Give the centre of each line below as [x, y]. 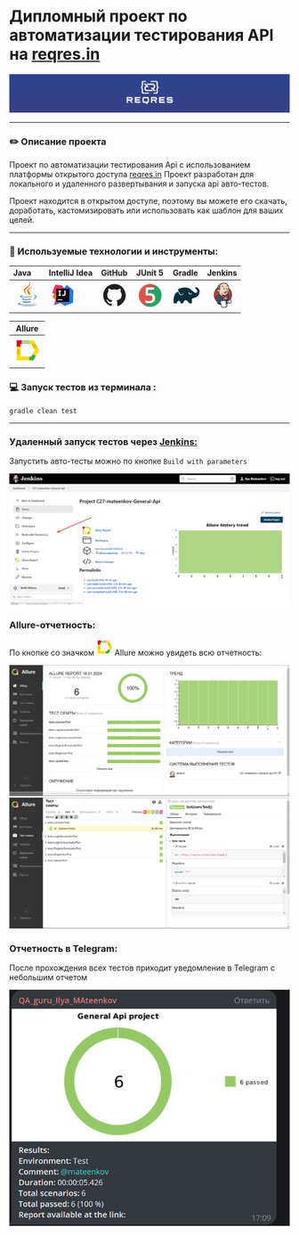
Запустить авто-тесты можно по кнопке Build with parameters [128, 462]
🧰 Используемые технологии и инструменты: [114, 251]
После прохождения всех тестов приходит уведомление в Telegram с [142, 968]
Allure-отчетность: [53, 625]
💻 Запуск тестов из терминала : [83, 388]
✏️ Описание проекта [58, 142]
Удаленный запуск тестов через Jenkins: [104, 441]
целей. [22, 219]
